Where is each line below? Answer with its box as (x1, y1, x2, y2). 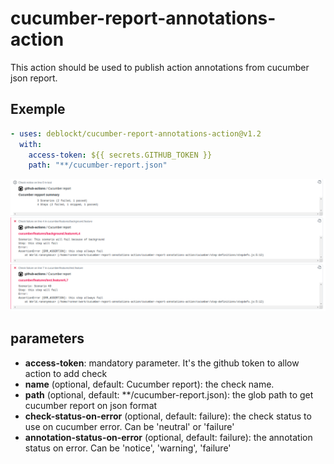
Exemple (10, 101, 66, 118)
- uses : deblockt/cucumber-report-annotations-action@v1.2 (10, 128, 262, 139)
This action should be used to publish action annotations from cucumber (10, 61, 310, 73)
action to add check (24, 367, 108, 379)
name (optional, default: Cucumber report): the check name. (24, 378, 275, 390)
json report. (10, 72, 58, 84)
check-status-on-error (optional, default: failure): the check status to (24, 410, 312, 422)
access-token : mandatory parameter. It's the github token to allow (24, 357, 300, 369)
